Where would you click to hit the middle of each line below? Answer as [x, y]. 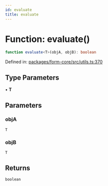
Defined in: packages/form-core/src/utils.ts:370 [54, 62]
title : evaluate [22, 14]
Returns [18, 168]
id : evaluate [19, 10]
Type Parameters [32, 78]
